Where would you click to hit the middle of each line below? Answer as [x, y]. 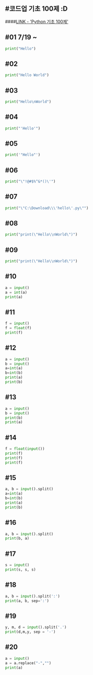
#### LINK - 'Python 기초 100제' [37, 22]
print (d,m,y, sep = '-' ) [30, 632]
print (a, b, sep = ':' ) [27, 601]
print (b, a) [17, 539]
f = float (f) [18, 328]
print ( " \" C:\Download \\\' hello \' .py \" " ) [47, 208]
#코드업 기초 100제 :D [36, 9]
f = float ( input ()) [25, 449]
